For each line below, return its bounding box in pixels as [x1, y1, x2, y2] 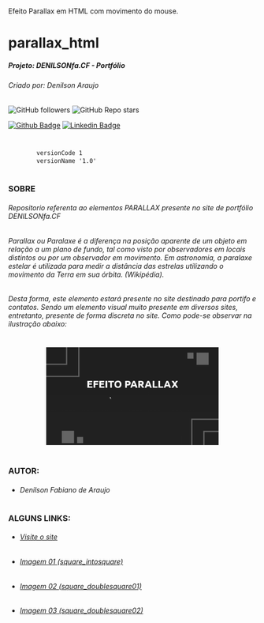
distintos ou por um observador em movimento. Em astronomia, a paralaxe [8, 252, 253, 262]
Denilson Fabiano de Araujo [19, 485, 110, 494]
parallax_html [8, 34, 100, 52]
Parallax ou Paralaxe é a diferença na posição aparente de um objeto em [8, 236, 247, 245]
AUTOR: [8, 466, 40, 477]
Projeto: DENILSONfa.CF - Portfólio [8, 60, 126, 70]
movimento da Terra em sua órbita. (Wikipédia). [8, 270, 165, 279]
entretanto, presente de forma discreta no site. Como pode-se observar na [8, 311, 252, 320]
